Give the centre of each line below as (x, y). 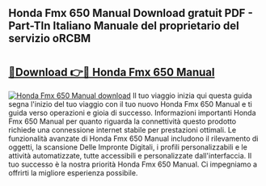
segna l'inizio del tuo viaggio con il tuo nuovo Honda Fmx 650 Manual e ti (130, 104)
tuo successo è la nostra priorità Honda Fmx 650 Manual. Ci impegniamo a (133, 164)
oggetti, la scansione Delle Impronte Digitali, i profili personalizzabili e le (128, 147)
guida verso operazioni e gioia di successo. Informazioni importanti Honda (132, 113)
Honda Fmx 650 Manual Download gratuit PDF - (131, 13)
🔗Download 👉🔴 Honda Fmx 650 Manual (112, 72)
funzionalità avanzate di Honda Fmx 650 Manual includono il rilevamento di (133, 138)
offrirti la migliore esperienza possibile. (73, 173)
